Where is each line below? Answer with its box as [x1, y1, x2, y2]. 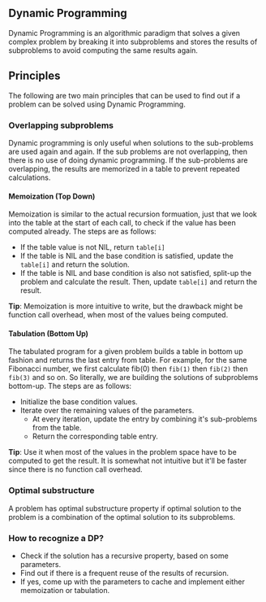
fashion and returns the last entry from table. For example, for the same [8, 356, 247, 365]
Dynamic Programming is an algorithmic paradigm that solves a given [8, 28, 241, 37]
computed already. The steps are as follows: [8, 227, 157, 237]
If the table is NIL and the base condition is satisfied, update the [19, 251, 234, 261]
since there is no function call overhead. [8, 465, 144, 474]
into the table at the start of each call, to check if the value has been [8, 218, 237, 228]
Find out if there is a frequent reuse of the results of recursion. [19, 568, 230, 578]
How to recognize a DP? [8, 532, 104, 543]
